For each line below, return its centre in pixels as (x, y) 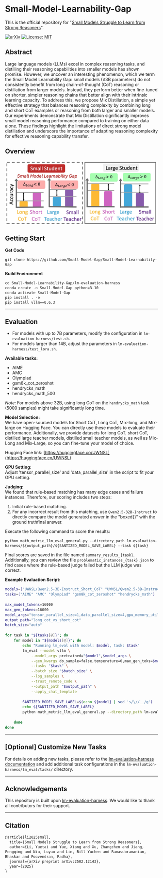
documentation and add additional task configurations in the (65, 764)
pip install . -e (23, 298)
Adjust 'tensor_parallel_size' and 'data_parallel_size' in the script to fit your (80, 472)
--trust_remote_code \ (54, 681)
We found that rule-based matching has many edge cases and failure (74, 492)
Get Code (15, 250)
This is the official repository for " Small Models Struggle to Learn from (75, 22)
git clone (15, 260)
